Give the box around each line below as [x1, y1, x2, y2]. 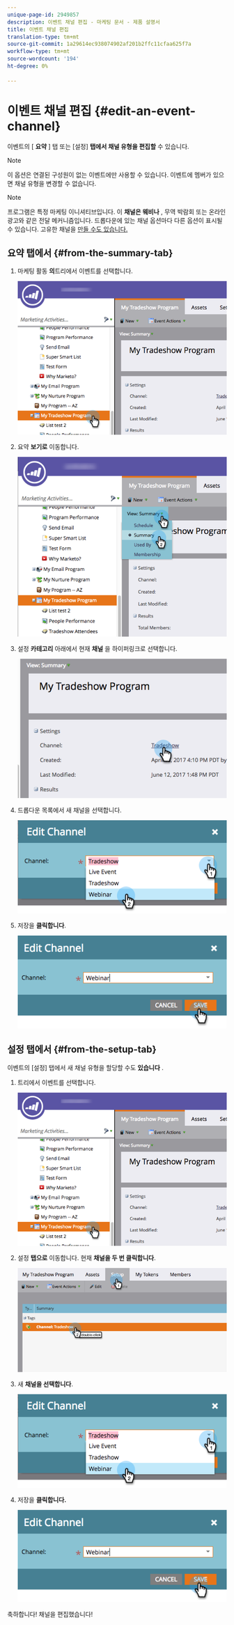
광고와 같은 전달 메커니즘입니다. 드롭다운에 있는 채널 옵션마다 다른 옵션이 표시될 [7, 216, 223, 224]
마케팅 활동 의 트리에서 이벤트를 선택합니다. [17, 267, 134, 275]
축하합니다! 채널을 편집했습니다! [7, 1610, 93, 1619]
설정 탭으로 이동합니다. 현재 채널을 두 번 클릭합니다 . [17, 1254, 156, 1262]
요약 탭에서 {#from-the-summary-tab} [7, 247, 173, 259]
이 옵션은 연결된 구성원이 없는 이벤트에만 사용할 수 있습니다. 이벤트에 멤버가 [7, 171, 212, 179]
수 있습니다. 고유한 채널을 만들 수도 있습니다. [7, 225, 128, 233]
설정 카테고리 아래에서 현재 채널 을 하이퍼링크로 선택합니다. [17, 645, 178, 653]
